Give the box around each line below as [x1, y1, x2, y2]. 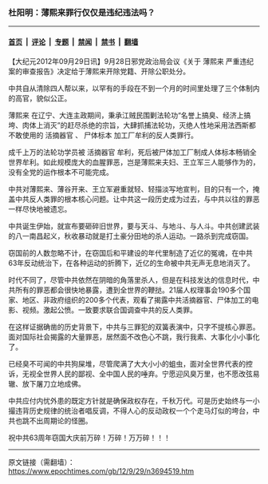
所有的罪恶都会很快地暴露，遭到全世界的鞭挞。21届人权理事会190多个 [14, 285, 244, 295]
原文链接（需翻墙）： [8, 457, 75, 466]
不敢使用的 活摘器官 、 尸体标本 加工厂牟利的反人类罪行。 [8, 130, 198, 140]
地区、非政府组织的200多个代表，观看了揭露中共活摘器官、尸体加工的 [22, 295, 253, 304]
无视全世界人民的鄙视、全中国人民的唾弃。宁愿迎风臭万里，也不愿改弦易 [22, 369, 260, 379]
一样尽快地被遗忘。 [8, 204, 72, 213]
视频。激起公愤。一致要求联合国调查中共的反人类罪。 [22, 305, 197, 315]
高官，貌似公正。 [14, 93, 72, 103]
